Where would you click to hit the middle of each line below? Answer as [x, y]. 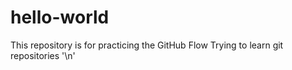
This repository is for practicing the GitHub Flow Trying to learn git [147, 45]
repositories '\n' [43, 55]
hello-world [60, 17]
